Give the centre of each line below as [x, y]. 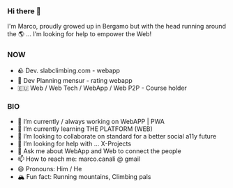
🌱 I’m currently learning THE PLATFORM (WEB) [85, 129]
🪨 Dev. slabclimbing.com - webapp [69, 70]
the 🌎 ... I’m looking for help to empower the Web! [80, 34]
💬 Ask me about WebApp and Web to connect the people [99, 151]
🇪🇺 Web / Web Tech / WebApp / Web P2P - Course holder [102, 88]
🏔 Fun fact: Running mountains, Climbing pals [84, 176]
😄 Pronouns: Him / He [50, 169]
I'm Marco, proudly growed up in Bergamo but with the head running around [117, 26]
